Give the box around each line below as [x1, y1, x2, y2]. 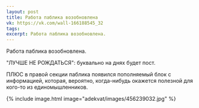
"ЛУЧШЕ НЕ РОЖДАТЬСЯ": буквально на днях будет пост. [6, 59, 156, 67]
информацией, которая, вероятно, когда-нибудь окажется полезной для [6, 77, 194, 85]
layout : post [6, 8, 39, 15]
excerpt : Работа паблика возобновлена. [6, 31, 106, 37]
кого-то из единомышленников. [6, 83, 88, 91]
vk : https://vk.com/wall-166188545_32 [6, 20, 103, 26]
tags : [6, 25, 20, 32]
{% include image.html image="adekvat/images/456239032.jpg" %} [6, 95, 176, 103]
